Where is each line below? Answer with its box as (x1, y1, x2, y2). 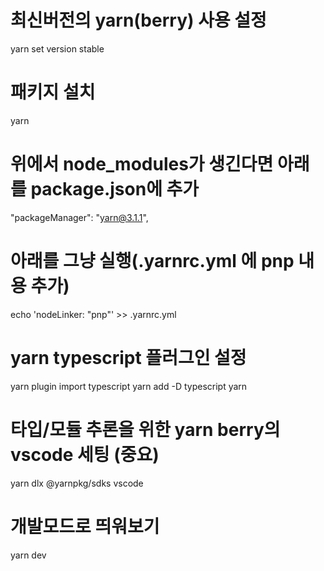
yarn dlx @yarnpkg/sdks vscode (10, 477, 144, 489)
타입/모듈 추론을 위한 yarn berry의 (10, 418, 281, 441)
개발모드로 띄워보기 (10, 515, 160, 538)
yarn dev (10, 549, 47, 561)
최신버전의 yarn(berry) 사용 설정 (10, 9, 267, 32)
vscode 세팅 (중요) (10, 443, 160, 466)
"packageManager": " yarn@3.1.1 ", (10, 211, 149, 223)
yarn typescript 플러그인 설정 (10, 346, 247, 369)
